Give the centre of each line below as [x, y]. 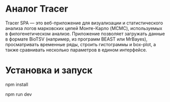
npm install [17, 84]
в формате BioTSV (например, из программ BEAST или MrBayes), [76, 39]
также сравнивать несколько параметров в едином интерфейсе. [76, 50]
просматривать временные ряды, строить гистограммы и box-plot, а [81, 44]
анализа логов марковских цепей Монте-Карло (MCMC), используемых [84, 28]
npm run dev [19, 94]
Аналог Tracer [37, 9]
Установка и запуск [49, 70]
